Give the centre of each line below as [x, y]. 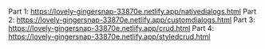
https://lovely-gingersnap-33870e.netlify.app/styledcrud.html [109, 36]
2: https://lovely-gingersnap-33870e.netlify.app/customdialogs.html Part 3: [132, 20]
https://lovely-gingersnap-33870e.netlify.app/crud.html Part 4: [111, 28]
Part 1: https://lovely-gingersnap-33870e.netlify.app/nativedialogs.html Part [132, 11]
